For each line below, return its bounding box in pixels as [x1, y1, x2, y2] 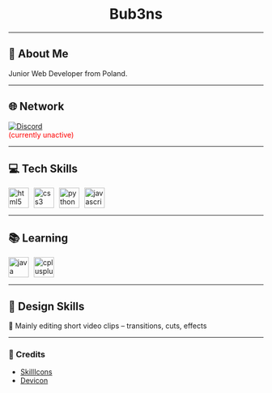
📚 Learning [8, 231, 69, 245]
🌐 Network [8, 100, 65, 113]
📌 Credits [8, 348, 46, 360]
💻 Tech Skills [8, 161, 79, 175]
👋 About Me [8, 47, 69, 61]
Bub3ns [108, 5, 164, 23]
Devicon [19, 376, 49, 386]
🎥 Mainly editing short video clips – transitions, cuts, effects [8, 321, 207, 331]
